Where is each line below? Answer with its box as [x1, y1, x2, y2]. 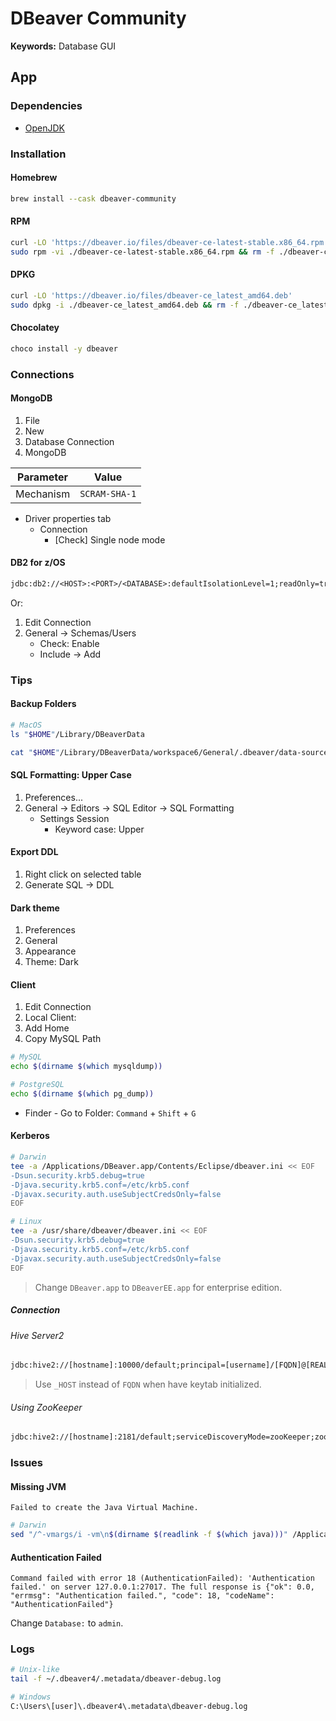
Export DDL [10, 846, 59, 858]
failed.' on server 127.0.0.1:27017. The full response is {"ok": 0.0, [10, 1582, 315, 1592]
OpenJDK [24, 122, 66, 134]
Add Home [24, 1022, 70, 1034]
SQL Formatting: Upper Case [10, 769, 132, 781]
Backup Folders [10, 698, 77, 710]
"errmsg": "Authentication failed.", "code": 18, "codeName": [10, 1591, 275, 1601]
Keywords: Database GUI [10, 40, 117, 52]
